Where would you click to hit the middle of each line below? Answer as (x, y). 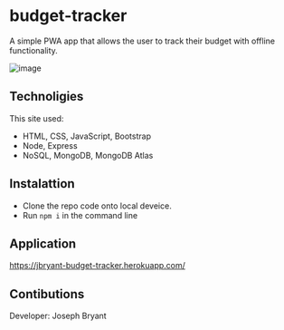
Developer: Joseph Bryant (58, 316)
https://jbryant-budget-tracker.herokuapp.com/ (97, 266)
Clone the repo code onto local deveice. (97, 206)
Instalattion (42, 184)
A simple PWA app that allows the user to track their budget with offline (142, 41)
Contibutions (47, 294)
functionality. (34, 50)
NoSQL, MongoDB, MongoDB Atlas (88, 155)
